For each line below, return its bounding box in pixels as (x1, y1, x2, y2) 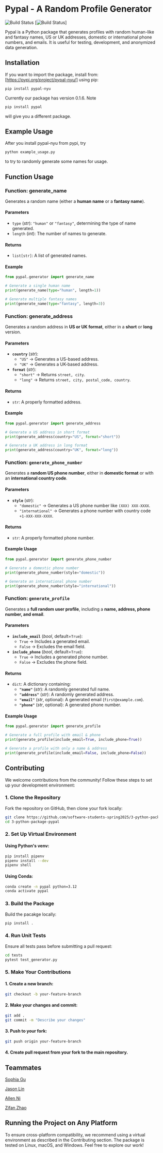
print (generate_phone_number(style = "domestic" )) (5, 570, 105, 575)
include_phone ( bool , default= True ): (12, 649, 83, 654)
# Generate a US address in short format (5, 430, 90, 435)
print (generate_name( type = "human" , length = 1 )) (5, 288, 101, 293)
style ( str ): (12, 497, 34, 503)
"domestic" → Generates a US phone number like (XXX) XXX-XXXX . (19, 502, 150, 508)
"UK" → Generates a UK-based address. (19, 362, 98, 367)
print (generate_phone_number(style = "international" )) (5, 583, 116, 588)
